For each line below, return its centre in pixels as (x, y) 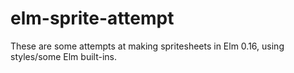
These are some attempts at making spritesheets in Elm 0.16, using (147, 46)
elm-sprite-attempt (92, 18)
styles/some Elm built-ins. (63, 56)
